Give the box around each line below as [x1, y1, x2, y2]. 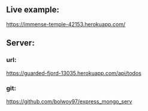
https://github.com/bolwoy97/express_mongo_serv [6, 98, 132, 105]
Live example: [6, 5, 60, 15]
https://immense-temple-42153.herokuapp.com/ [6, 20, 126, 27]
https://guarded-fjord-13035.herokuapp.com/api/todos [6, 69, 142, 76]
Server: [6, 38, 35, 48]
